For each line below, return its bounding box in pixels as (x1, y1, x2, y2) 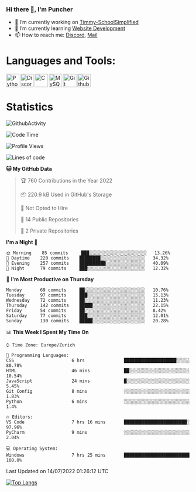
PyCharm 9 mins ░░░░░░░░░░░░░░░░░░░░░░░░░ (6, 430, 190, 436)
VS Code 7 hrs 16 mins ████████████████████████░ (6, 419, 190, 425)
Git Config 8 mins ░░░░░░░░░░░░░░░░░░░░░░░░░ (6, 389, 190, 395)
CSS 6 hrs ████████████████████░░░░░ (6, 358, 190, 363)
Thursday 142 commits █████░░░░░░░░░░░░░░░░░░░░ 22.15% (6, 302, 169, 309)
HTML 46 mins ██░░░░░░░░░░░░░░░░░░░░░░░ (6, 368, 190, 374)
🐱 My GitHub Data (6, 166, 53, 173)
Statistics (6, 100, 54, 114)
